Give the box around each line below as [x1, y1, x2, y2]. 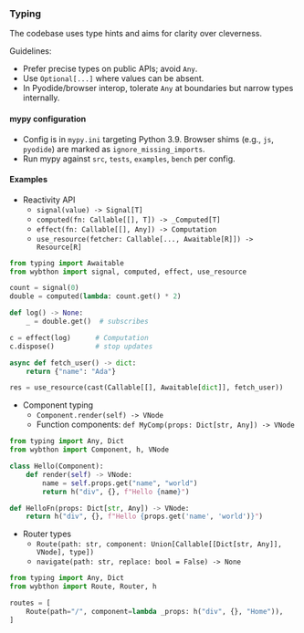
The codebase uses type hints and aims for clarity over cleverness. [9, 28, 263, 39]
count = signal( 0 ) [9, 284, 79, 293]
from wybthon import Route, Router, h [9, 582, 157, 591]
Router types [22, 528, 71, 540]
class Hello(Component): [9, 462, 104, 472]
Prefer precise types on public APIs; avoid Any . [22, 63, 198, 75]
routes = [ [9, 598, 51, 608]
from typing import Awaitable [9, 258, 125, 267]
